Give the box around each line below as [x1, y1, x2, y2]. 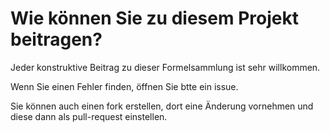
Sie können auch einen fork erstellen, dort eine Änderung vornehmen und [10, 100, 314, 112]
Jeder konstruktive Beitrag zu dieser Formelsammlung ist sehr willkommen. [10, 61, 321, 73]
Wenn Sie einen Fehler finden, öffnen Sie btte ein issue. [10, 80, 239, 92]
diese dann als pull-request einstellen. [10, 110, 168, 122]
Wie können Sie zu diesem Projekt [10, 7, 299, 30]
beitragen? [10, 28, 103, 51]
